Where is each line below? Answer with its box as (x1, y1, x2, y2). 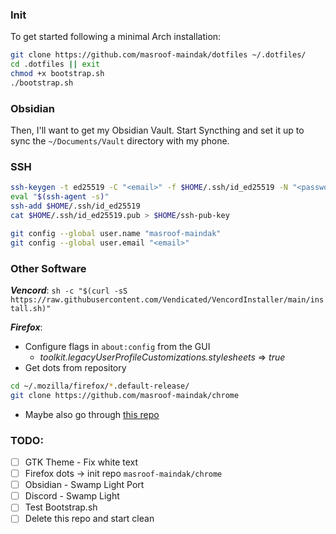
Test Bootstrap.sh (24, 501, 98, 513)
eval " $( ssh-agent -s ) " (10, 192, 110, 202)
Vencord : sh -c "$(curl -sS (10, 284, 128, 296)
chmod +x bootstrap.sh (10, 69, 105, 79)
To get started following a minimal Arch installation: (10, 31, 222, 43)
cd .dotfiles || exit (10, 59, 101, 70)
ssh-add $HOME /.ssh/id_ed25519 (10, 201, 141, 212)
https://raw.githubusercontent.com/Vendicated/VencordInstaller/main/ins (10, 294, 325, 305)
